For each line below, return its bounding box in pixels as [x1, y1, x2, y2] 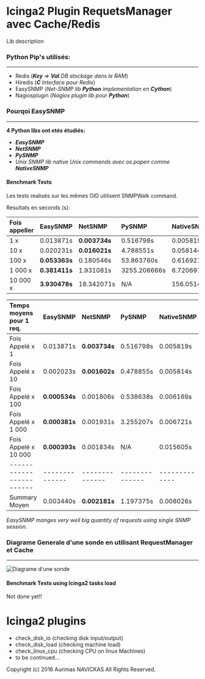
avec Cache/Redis [6, 17, 101, 31]
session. [6, 523, 27, 530]
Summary [9, 493, 38, 501]
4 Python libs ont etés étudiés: [6, 126, 85, 134]
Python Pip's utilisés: [6, 53, 71, 61]
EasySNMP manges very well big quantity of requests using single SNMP [6, 516, 191, 523]
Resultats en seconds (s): [6, 203, 70, 211]
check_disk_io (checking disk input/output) [15, 634, 124, 642]
